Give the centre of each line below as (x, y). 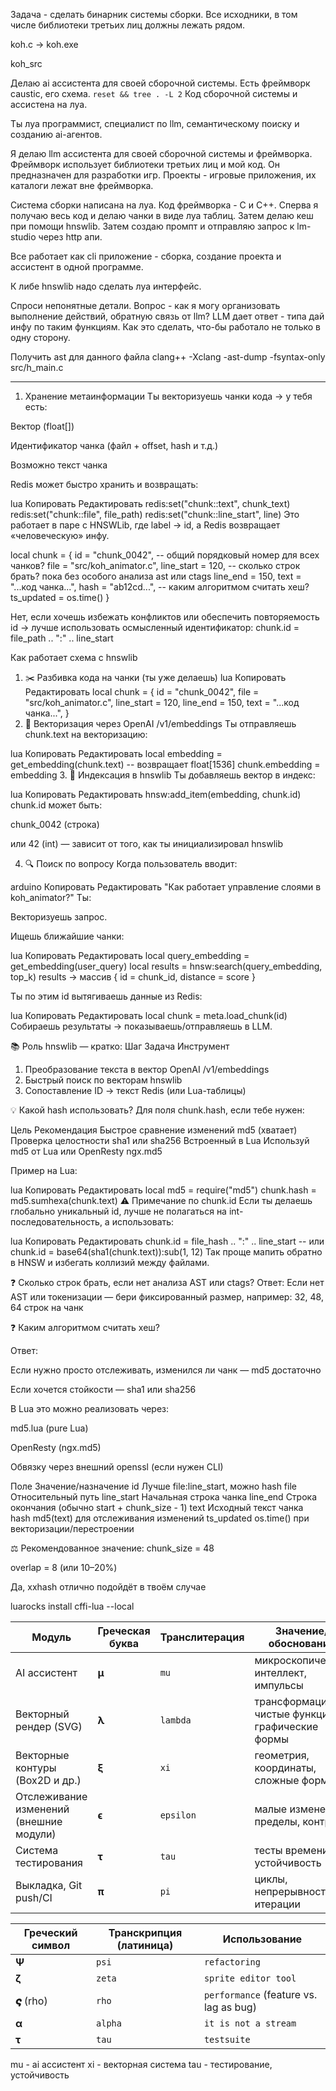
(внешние (39, 1821)
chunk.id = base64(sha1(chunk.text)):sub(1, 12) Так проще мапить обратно (166, 1252)
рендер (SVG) (49, 1726)
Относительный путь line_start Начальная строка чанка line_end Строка (164, 1497)
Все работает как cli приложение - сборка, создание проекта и (146, 256)
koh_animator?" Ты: (51, 897)
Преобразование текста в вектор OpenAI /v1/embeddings (147, 1069)
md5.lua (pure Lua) (49, 1428)
